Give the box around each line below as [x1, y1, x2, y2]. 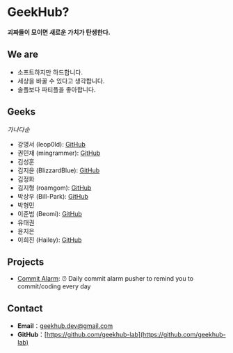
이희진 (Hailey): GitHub [17, 236, 82, 244]
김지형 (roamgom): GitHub [17, 183, 92, 192]
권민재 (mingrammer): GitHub [17, 149, 101, 157]
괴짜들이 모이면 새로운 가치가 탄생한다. [7, 28, 111, 36]
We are [7, 49, 38, 60]
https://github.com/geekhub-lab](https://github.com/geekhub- [46, 331, 226, 339]
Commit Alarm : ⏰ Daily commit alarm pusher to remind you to [17, 274, 193, 283]
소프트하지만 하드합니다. [17, 67, 83, 76]
